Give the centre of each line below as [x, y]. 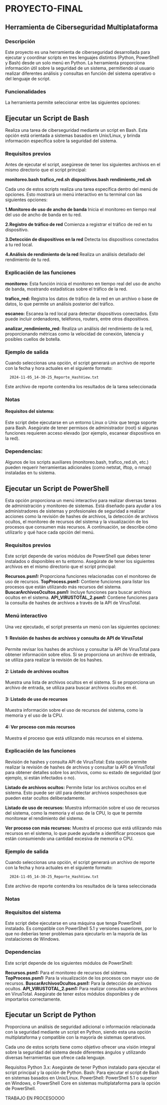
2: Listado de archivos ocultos [37, 671]
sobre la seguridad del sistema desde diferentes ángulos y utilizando [76, 1052]
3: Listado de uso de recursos [37, 699]
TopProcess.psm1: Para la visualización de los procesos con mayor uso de [82, 978]
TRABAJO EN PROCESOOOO [35, 1098]
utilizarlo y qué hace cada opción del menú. [50, 533]
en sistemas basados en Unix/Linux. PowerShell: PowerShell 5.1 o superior [81, 1078]
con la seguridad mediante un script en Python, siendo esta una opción [78, 1032]
